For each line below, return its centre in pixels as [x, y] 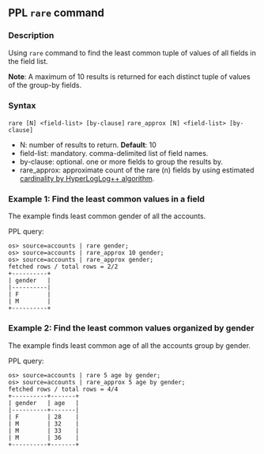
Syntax [22, 105]
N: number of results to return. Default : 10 [88, 145]
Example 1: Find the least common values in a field [107, 199]
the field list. [28, 61]
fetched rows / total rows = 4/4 [63, 389]
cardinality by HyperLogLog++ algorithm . [87, 178]
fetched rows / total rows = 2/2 [63, 267]
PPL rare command [57, 13]
